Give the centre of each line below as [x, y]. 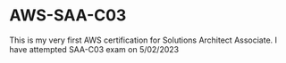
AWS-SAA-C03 [68, 16]
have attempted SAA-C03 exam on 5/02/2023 [94, 49]
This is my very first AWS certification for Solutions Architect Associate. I [143, 40]
